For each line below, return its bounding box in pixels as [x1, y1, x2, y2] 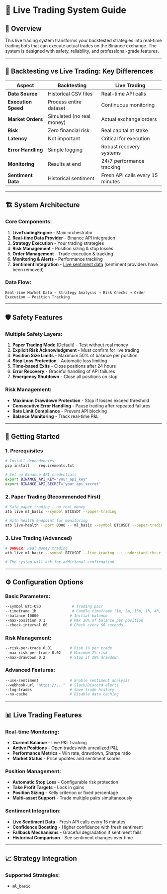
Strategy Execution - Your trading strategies [12, 240, 104, 246]
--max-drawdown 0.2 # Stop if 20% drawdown [5, 655, 119, 660]
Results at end [48, 160, 81, 167]
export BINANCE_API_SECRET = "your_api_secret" [5, 481, 101, 487]
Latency [7, 135, 27, 142]
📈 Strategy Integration [5, 854, 77, 863]
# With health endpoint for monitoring [5, 518, 88, 523]
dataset [48, 104, 66, 111]
